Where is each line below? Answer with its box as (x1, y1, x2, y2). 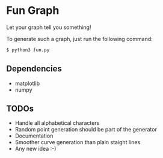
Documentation (14, 132, 54, 139)
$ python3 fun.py (6, 46, 50, 53)
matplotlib (14, 80, 40, 87)
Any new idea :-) (14, 145, 57, 153)
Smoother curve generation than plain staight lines (14, 139, 141, 146)
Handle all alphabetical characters (14, 119, 100, 127)
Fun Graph (6, 4, 60, 17)
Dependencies (6, 64, 62, 74)
